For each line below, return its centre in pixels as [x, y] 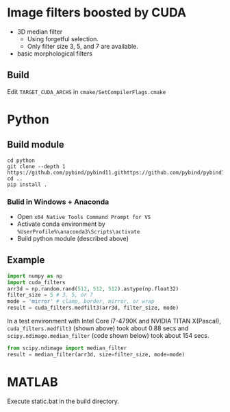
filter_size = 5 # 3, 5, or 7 [50, 295]
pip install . [27, 184]
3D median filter [40, 32]
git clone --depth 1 [37, 166]
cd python [21, 160]
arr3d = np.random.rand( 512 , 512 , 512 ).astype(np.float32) [93, 289]
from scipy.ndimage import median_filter [67, 348]
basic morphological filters [54, 54]
